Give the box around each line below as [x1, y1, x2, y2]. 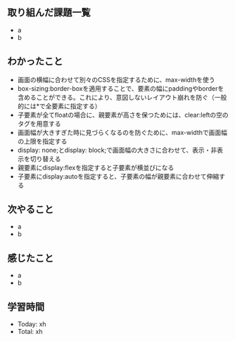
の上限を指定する [17, 136, 68, 146]
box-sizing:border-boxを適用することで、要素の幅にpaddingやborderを [17, 84, 224, 93]
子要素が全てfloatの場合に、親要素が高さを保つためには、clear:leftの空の [17, 110, 229, 119]
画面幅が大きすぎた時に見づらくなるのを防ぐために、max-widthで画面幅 [17, 128, 227, 136]
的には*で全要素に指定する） [17, 101, 101, 110]
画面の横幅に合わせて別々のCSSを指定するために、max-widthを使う [17, 75, 215, 84]
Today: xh [17, 320, 47, 328]
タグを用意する [17, 119, 61, 128]
